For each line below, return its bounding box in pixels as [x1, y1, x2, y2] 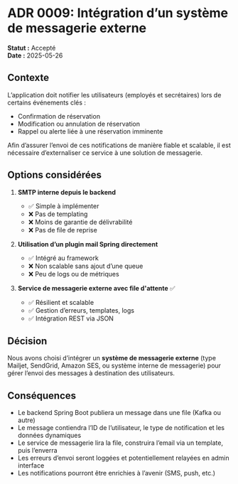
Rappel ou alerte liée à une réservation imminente [17, 127, 163, 136]
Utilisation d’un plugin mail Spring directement [17, 240, 158, 248]
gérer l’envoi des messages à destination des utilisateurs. [7, 369, 175, 377]
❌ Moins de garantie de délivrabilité [28, 217, 133, 226]
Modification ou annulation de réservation [17, 119, 141, 128]
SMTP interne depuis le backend [17, 188, 116, 196]
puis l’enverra [17, 446, 58, 455]
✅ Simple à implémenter [28, 201, 99, 210]
